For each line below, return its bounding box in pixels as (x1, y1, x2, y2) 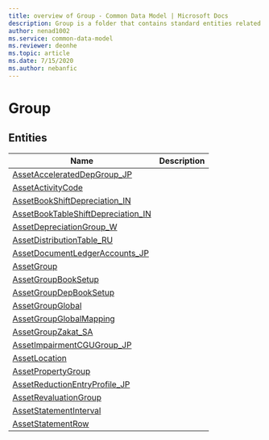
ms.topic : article (8, 49, 70, 57)
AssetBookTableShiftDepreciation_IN (12, 207, 151, 219)
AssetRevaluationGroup (12, 392, 102, 403)
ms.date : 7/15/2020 (8, 57, 74, 65)
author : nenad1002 (8, 27, 70, 35)
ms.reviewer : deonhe (8, 42, 78, 50)
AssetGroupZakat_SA (12, 326, 93, 337)
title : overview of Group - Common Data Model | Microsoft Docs (8, 11, 229, 20)
